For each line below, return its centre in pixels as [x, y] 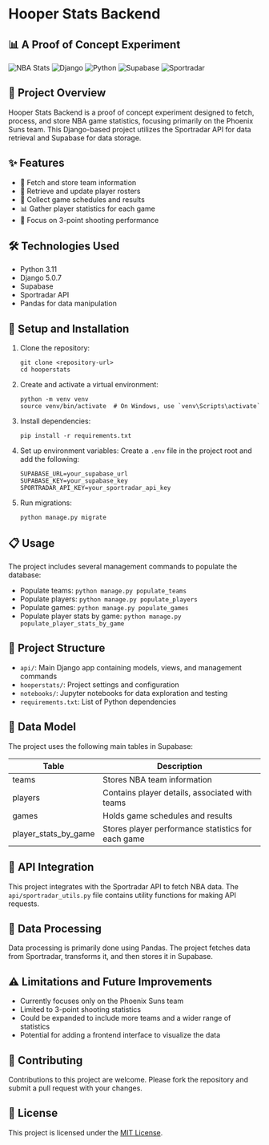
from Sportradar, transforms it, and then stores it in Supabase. [111, 957]
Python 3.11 [38, 269]
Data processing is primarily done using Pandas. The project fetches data [129, 948]
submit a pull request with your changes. [75, 1088]
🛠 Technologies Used [64, 247]
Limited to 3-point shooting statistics [80, 1009]
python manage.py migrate [63, 518]
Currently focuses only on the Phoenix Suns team [102, 1001]
